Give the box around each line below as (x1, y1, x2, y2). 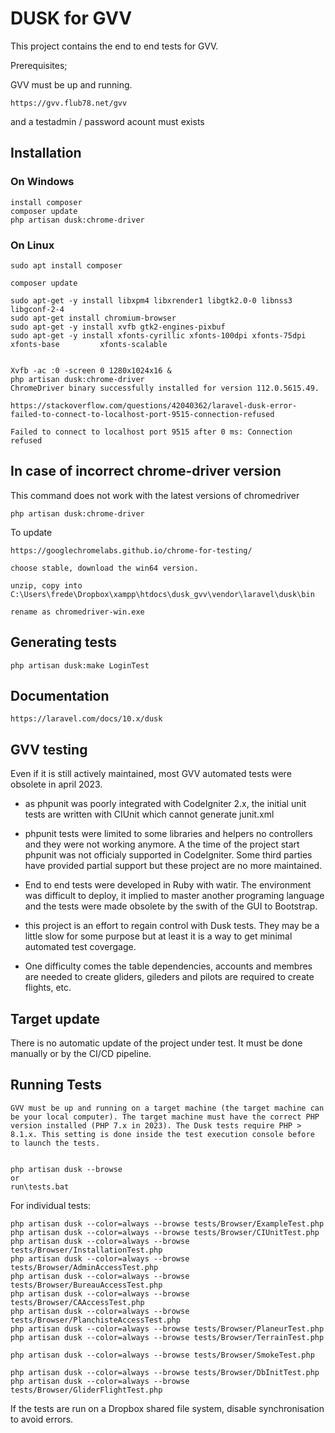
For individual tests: (10, 1199, 92, 1211)
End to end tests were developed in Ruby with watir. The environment (24, 879, 312, 891)
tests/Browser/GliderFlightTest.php (10, 1385, 163, 1395)
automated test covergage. (24, 941, 137, 953)
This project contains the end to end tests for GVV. (10, 40, 219, 52)
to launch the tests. (10, 1138, 101, 1148)
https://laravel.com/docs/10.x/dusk (10, 714, 163, 724)
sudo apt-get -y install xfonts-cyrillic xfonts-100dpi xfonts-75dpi (10, 330, 307, 341)
